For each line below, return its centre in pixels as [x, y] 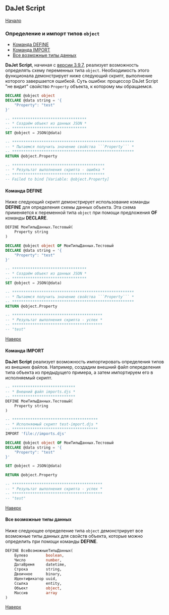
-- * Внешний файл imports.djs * [40, 392]
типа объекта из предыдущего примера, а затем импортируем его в [79, 372]
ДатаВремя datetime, [40, 565]
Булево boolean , [39, 555]
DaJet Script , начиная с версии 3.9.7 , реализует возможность [72, 65]
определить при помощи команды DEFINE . [51, 541]
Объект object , [38, 588]
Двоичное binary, [38, 574]
